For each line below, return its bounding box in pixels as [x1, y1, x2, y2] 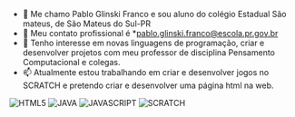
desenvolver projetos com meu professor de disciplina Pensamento [22, 47, 275, 58]
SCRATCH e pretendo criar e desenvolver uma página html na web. [22, 80, 274, 91]
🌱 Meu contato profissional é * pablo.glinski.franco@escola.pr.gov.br [22, 28, 279, 38]
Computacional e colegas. [22, 57, 121, 67]
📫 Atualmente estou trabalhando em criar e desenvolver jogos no [22, 67, 270, 77]
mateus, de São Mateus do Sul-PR [22, 18, 152, 29]
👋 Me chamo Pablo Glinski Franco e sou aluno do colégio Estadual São [22, 9, 287, 19]
